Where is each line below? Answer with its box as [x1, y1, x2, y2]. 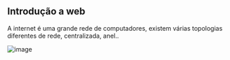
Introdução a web [7, 6, 86, 17]
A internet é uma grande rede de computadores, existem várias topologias [7, 24, 223, 32]
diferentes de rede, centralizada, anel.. [7, 31, 120, 40]
